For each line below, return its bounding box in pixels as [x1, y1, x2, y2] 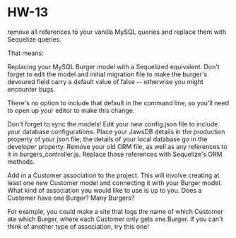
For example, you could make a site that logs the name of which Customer [7, 207, 224, 215]
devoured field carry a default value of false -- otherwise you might [7, 77, 203, 85]
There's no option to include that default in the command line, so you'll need [7, 98, 230, 107]
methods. [7, 157, 35, 166]
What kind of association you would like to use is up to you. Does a [7, 186, 202, 194]
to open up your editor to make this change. [7, 106, 135, 114]
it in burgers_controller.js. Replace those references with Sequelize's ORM [7, 150, 223, 158]
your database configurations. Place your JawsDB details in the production [7, 127, 225, 136]
